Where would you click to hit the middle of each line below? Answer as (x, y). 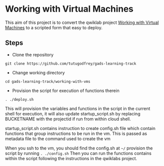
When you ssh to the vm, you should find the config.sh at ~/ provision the (79, 148)
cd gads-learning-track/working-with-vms (48, 81)
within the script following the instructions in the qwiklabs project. (71, 158)
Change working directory (38, 73)
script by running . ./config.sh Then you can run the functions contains (78, 153)
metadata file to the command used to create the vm (58, 138)
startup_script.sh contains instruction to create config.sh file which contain (80, 128)
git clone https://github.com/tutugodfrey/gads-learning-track (71, 64)
